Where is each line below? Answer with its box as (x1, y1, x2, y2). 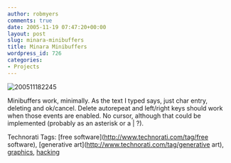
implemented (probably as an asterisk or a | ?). (7, 118, 144, 128)
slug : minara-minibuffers (7, 37, 84, 44)
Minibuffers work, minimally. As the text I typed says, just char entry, (7, 96, 208, 105)
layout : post (7, 30, 46, 38)
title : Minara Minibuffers (7, 43, 87, 50)
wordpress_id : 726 (7, 50, 62, 57)
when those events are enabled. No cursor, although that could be (7, 111, 201, 120)
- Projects (7, 63, 40, 70)
